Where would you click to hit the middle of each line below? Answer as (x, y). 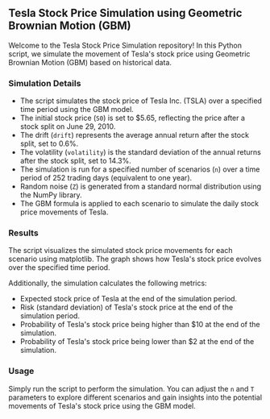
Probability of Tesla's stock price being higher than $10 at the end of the (140, 325)
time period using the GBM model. (77, 110)
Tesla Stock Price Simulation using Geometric (125, 13)
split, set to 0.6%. (49, 143)
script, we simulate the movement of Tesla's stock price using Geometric (129, 54)
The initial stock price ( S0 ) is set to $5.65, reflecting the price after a (133, 118)
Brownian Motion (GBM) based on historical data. (90, 62)
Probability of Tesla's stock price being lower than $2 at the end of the (137, 342)
